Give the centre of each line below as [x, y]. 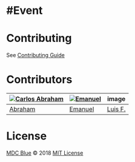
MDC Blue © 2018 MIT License [45, 153]
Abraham [22, 109]
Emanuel [82, 109]
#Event [25, 11]
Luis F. [116, 109]
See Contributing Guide [35, 55]
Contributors [39, 80]
